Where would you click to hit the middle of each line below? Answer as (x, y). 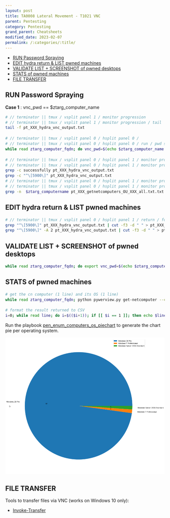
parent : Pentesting (26, 21)
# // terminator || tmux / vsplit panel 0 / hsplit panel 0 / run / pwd (83, 144)
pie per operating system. (32, 331)
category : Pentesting (28, 27)
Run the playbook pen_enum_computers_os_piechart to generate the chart (83, 325)
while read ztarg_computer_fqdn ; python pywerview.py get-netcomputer (81, 300)
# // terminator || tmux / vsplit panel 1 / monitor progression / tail (83, 122)
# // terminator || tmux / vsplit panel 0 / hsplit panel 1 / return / (82, 220)
